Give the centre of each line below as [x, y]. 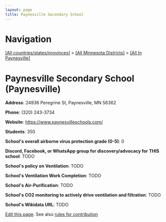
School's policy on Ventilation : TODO [44, 166]
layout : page [19, 10]
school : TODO [20, 156]
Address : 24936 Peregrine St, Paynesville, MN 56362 [61, 103]
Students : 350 [20, 132]
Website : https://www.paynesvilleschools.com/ [54, 122]
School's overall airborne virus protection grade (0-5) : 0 [65, 141]
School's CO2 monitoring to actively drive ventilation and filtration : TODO [83, 195]
